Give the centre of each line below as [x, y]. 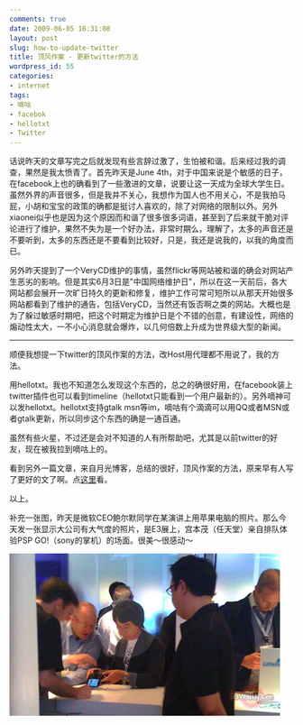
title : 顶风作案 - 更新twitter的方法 [74, 57]
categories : [32, 77]
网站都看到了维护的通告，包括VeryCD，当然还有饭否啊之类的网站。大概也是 [150, 304]
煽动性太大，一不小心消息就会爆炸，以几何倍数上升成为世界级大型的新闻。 [147, 327]
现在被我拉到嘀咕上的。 [69, 449]
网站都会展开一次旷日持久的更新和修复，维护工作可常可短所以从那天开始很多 [151, 293]
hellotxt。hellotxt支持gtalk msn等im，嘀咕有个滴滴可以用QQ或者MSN [153, 408]
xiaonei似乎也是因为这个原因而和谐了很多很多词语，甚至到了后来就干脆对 [145, 217]
